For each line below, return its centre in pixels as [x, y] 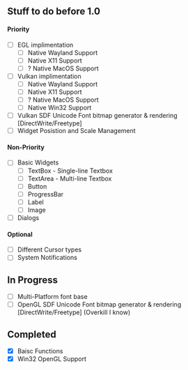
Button [37, 186]
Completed [32, 334]
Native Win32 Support [60, 108]
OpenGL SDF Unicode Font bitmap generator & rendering [99, 305]
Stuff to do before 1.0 [54, 11]
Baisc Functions [40, 351]
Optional [20, 234]
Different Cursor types [49, 249]
